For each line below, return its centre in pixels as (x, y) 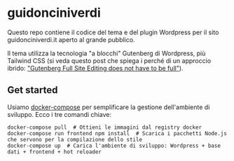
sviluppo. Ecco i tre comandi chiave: (60, 114)
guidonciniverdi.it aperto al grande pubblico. (71, 39)
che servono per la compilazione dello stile (75, 139)
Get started (33, 90)
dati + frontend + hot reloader (54, 152)
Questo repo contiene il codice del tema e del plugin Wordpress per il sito (113, 32)
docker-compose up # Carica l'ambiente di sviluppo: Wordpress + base (114, 146)
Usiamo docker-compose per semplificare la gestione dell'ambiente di (109, 107)
